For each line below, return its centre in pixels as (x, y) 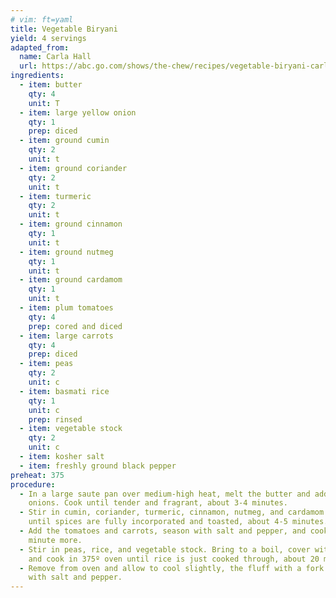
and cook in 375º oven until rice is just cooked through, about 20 (174, 559)
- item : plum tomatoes (66, 308)
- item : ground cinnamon (71, 224)
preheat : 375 (37, 475)
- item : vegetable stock (71, 429)
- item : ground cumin (64, 141)
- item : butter (51, 85)
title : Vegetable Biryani (64, 29)
